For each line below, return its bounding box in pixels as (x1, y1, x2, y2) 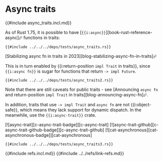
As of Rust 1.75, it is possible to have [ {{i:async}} (5, 29, 106, 35)
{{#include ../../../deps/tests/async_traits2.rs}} (5, 78, 113, 82)
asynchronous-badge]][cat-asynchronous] (5, 132, 93, 138)
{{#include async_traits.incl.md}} (5, 20, 72, 26)
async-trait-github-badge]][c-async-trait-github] (5, 127, 104, 133)
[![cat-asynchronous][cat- (105, 127, 159, 133)
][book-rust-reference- (105, 29, 153, 35)
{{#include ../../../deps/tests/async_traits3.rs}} (5, 142, 113, 147)
